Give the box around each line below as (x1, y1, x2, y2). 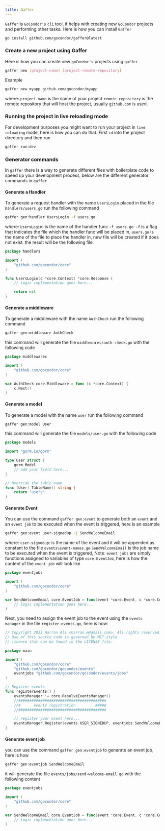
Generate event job (5, 736, 45, 742)
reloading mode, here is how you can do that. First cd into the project (5, 129, 145, 135)
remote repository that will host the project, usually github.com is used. (5, 101, 148, 107)
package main (5, 648, 32, 653)
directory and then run (5, 134, 51, 141)
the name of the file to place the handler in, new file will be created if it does (5, 234, 159, 240)
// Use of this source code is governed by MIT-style (5, 635, 118, 640)
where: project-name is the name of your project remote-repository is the (5, 95, 153, 101)
